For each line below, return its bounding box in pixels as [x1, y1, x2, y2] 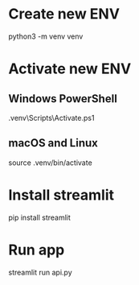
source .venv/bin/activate [8, 158, 92, 167]
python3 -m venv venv [8, 31, 84, 41]
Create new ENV [8, 5, 121, 23]
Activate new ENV [8, 60, 132, 78]
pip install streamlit [8, 213, 71, 222]
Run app [8, 241, 65, 258]
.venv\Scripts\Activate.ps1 [8, 113, 95, 122]
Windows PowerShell [8, 92, 118, 105]
